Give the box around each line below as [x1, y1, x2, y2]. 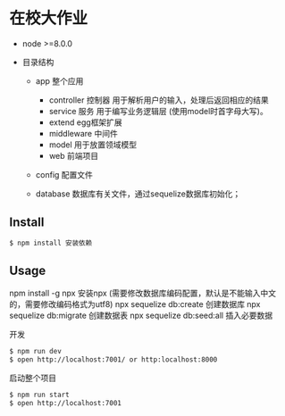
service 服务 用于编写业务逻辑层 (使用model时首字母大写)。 [48, 105, 268, 116]
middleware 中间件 [48, 128, 118, 138]
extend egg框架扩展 [48, 117, 122, 128]
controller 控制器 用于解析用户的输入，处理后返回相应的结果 [48, 95, 270, 105]
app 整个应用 [35, 75, 84, 86]
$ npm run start [9, 390, 70, 400]
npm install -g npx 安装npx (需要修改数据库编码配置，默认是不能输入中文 [9, 287, 277, 299]
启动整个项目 [9, 372, 56, 384]
